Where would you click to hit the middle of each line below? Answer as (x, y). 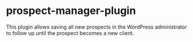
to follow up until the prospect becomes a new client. (70, 33)
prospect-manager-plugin (71, 11)
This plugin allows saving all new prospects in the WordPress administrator (97, 27)
